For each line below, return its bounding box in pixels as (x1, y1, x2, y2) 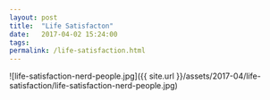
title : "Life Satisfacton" (9, 21, 114, 30)
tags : (9, 37, 30, 47)
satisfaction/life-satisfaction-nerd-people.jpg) (9, 80, 179, 91)
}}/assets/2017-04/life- (175, 71, 261, 81)
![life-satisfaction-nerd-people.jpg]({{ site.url (9, 71, 174, 81)
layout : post (9, 12, 58, 22)
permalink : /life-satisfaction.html (9, 46, 146, 55)
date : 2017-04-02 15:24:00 (9, 29, 118, 38)
